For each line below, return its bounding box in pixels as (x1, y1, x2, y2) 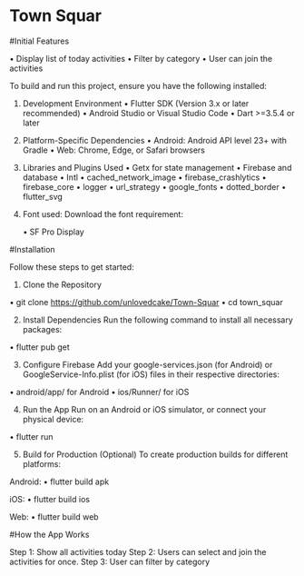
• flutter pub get (9, 342, 70, 353)
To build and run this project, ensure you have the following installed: (9, 80, 268, 91)
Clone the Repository (22, 279, 103, 290)
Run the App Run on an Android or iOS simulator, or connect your (22, 403, 267, 414)
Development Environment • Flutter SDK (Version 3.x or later (22, 97, 250, 109)
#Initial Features (9, 35, 70, 46)
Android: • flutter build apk (9, 476, 110, 487)
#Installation (9, 243, 56, 254)
